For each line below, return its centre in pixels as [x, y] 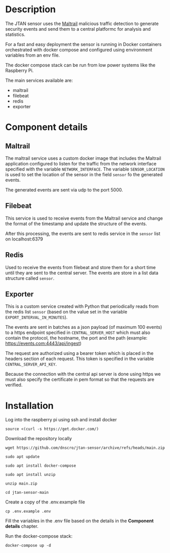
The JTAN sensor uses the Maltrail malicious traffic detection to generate [82, 23]
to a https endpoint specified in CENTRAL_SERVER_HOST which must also [78, 332]
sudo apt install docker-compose [41, 466]
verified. [14, 385]
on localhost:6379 [24, 239]
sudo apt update [22, 457]
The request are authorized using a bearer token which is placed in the [79, 353]
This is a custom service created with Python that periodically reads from [82, 306]
